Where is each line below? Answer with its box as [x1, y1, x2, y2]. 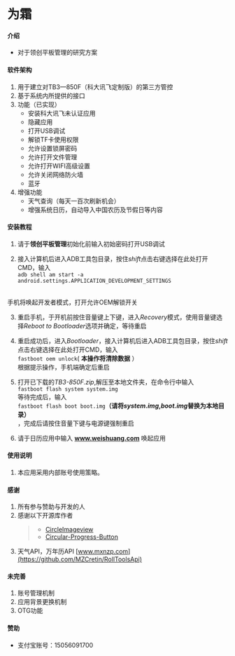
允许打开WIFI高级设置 [27, 161, 91, 170]
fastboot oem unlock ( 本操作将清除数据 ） [17, 354, 138, 362]
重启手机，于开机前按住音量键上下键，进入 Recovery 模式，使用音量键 [17, 313, 217, 321]
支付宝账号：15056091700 [17, 641, 94, 649]
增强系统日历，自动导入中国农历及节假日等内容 [27, 205, 163, 214]
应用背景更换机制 [17, 598, 67, 606]
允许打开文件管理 [27, 152, 78, 161]
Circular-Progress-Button [45, 533, 119, 541]
